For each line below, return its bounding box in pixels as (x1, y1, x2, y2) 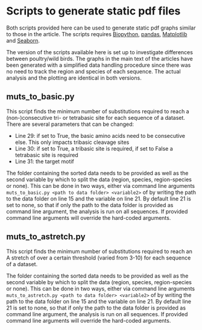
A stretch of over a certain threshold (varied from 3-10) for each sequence (6, 254, 191, 261)
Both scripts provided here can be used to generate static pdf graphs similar (6, 24, 196, 31)
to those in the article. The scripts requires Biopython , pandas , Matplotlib (6, 30, 188, 37)
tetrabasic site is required (14, 151, 78, 158)
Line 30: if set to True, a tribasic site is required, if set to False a (14, 145, 173, 152)
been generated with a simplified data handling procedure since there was (6, 61, 191, 69)
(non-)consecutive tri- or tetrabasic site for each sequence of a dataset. (6, 114, 186, 121)
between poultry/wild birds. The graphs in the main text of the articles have (6, 55, 193, 62)
